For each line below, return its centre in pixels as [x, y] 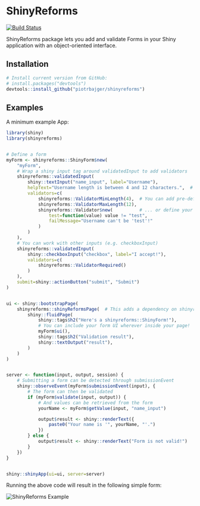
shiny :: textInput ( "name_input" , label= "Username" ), [93, 182]
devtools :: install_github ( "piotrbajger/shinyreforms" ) [76, 89]
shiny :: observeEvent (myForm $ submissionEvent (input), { [86, 386]
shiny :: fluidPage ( [50, 314]
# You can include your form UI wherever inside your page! [114, 326]
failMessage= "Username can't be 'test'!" [101, 221]
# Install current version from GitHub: [57, 78]
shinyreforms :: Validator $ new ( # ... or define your [115, 210]
